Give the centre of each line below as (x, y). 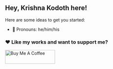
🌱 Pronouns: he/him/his (36, 29)
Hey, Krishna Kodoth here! (46, 8)
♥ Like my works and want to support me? (57, 42)
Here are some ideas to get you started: (45, 20)
